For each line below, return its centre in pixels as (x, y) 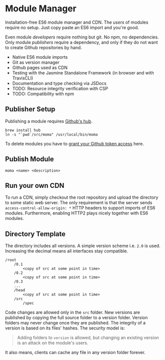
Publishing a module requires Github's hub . (49, 121)
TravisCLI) (23, 78)
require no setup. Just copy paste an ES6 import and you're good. (72, 27)
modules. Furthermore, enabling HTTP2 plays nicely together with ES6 (77, 213)
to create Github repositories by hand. (44, 47)
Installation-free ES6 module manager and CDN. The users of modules (77, 22)
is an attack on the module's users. (53, 343)
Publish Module (30, 159)
